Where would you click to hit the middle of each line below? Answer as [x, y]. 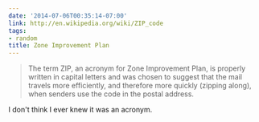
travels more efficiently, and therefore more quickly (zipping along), [140, 86]
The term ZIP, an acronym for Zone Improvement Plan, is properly [137, 68]
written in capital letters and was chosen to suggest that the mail [135, 77]
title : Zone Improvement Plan [59, 46]
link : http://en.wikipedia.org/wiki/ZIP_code [86, 23]
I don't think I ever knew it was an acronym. [80, 110]
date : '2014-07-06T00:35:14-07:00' [68, 16]
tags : [17, 31]
